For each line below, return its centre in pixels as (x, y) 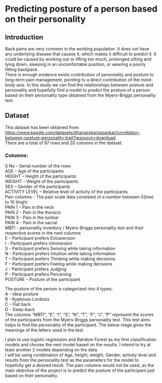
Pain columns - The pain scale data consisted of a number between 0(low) (79, 197)
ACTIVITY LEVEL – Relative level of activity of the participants (66, 192)
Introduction (24, 37)
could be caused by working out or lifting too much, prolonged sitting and (78, 59)
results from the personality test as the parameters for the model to (72, 360)
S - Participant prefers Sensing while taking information (60, 249)
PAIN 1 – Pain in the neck (29, 207)
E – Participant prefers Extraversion (40, 238)
